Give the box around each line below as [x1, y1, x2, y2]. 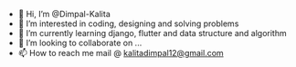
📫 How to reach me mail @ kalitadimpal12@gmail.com [17, 48, 224, 58]
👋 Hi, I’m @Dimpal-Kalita [17, 9, 111, 19]
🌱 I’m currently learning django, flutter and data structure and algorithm [17, 28, 287, 38]
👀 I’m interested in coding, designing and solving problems [17, 18, 239, 29]
